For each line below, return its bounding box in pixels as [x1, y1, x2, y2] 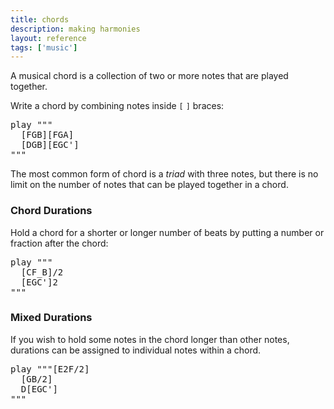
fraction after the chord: [10, 237, 109, 249]
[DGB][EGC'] [20, 139, 80, 151]
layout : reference [10, 33, 87, 43]
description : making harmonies [10, 24, 141, 34]
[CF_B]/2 [20, 266, 64, 278]
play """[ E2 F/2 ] [10, 363, 90, 375]
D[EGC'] [20, 383, 58, 395]
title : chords [10, 14, 70, 25]
